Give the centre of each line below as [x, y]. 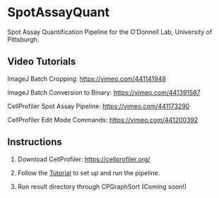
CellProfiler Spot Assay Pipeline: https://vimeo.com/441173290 [99, 106]
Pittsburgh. [23, 39]
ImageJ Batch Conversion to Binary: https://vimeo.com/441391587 [104, 92]
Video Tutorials [42, 62]
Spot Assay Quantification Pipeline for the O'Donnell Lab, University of [110, 32]
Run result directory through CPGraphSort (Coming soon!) [102, 186]
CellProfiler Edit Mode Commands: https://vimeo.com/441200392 [103, 120]
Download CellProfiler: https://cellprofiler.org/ [84, 159]
